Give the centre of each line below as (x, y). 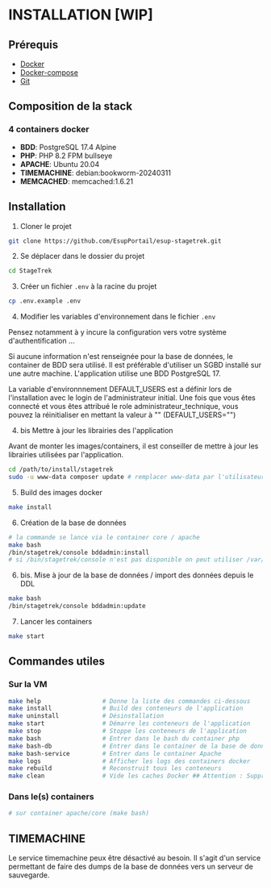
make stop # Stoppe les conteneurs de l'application (128, 732)
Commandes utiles (56, 662)
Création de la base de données (73, 523)
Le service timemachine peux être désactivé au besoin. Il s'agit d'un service (135, 858)
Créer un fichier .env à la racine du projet (88, 286)
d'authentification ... (42, 341)
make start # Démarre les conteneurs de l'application (129, 723)
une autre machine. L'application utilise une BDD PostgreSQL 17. (115, 373)
